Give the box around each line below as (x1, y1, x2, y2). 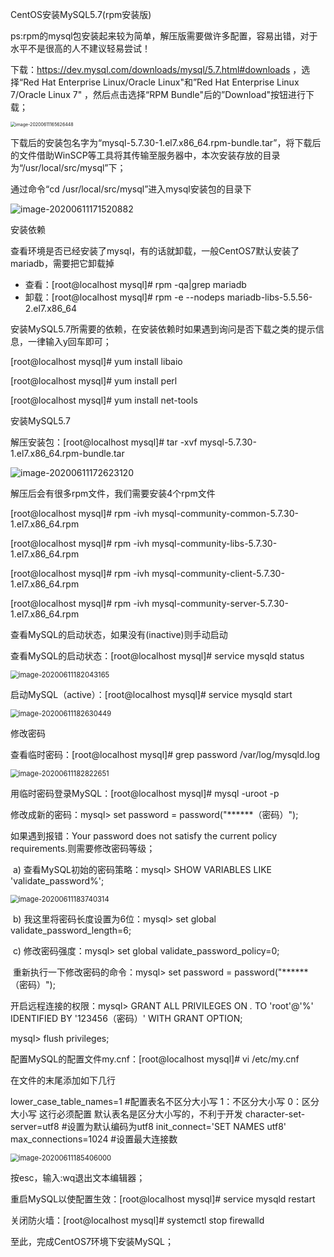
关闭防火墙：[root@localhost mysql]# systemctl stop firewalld (10, 1214, 265, 1226)
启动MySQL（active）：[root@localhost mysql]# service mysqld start (10, 689, 293, 700)
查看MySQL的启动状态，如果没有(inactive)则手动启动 (10, 629, 228, 640)
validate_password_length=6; (10, 924, 132, 936)
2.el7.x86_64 (24, 303, 77, 314)
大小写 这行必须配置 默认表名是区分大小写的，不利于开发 (10, 1108, 243, 1120)
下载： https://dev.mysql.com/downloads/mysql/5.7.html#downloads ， (10, 64, 302, 75)
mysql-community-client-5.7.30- (151, 568, 285, 579)
